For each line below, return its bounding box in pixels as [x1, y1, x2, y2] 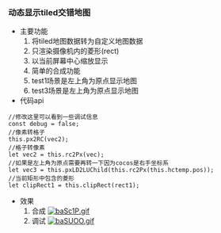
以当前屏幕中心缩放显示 [31, 56, 109, 66]
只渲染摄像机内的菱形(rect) [31, 46, 120, 56]
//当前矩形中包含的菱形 [8, 174, 75, 183]
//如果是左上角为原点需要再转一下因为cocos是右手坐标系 [8, 159, 169, 167]
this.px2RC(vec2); [8, 136, 69, 143]
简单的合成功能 [31, 66, 81, 76]
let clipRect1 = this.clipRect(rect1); [8, 181, 140, 189]
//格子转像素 [8, 144, 45, 152]
